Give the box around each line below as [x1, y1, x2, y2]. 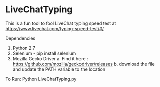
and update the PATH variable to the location [12, 66, 106, 72]
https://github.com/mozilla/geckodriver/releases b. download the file [12, 61, 155, 67]
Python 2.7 [12, 45, 35, 51]
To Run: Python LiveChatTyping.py [5, 76, 77, 82]
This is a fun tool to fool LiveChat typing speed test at [5, 20, 116, 26]
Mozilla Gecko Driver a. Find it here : [12, 55, 88, 61]
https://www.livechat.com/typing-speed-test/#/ [5, 25, 104, 31]
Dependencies [5, 35, 36, 41]
